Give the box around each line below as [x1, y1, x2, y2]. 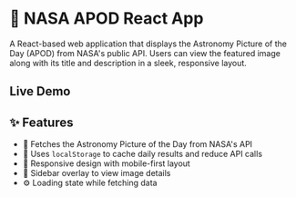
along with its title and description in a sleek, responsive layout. [9, 57, 248, 68]
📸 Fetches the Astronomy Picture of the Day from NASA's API [22, 139, 253, 150]
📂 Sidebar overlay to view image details [22, 168, 171, 179]
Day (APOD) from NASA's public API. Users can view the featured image [9, 47, 281, 58]
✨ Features [9, 114, 74, 130]
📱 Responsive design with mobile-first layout [22, 158, 191, 169]
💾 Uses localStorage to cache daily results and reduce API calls [22, 149, 262, 160]
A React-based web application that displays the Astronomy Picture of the [9, 38, 287, 49]
